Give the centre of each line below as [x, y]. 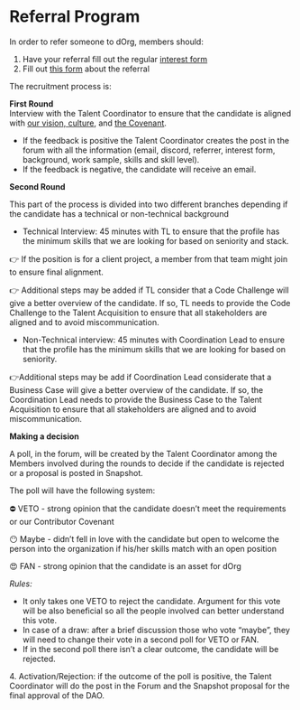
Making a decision [44, 436]
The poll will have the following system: [82, 490]
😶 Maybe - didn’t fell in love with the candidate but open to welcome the [145, 538]
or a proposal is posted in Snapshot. [77, 472]
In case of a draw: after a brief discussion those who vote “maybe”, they [156, 630]
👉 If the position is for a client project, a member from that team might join [149, 258]
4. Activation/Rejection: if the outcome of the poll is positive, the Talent [141, 676]
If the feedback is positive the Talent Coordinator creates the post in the [156, 140]
